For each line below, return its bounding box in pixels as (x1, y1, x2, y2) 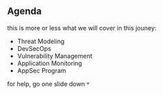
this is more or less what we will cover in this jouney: (7, 23, 157, 32)
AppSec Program (17, 66, 67, 74)
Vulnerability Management (17, 52, 93, 60)
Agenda (7, 6, 42, 17)
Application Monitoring (17, 59, 83, 67)
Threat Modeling (17, 37, 65, 45)
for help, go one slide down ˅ (7, 79, 90, 88)
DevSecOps (17, 44, 52, 52)
